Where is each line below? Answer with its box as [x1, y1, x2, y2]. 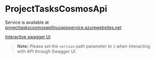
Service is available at [5, 19, 49, 25]
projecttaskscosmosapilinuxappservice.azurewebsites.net [5, 24, 122, 30]
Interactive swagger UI [5, 34, 51, 40]
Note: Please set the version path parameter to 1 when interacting [17, 43, 150, 49]
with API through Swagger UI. [17, 48, 77, 54]
